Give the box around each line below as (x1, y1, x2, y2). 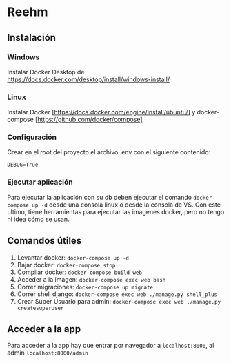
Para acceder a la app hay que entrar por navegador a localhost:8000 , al (7, 342, 214, 350)
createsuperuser (17, 304, 64, 311)
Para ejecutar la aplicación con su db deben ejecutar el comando (7, 193, 192, 201)
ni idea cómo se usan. (7, 215, 70, 223)
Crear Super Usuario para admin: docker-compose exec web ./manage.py (17, 297, 221, 305)
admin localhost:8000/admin (7, 349, 88, 357)
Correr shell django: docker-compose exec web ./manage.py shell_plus (17, 290, 218, 298)
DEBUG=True (7, 161, 39, 169)
